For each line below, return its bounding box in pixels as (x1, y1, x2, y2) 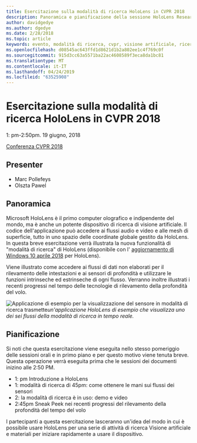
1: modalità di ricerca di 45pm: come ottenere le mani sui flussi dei (14, 381, 175, 388)
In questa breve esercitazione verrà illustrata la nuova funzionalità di (6, 239, 171, 247)
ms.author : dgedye (6, 25, 51, 31)
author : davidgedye (6, 19, 54, 25)
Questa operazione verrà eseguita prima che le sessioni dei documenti (6, 357, 177, 365)
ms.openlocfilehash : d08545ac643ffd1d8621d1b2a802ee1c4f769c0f (6, 47, 164, 53)
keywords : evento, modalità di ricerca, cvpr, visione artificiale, (6, 42, 177, 48)
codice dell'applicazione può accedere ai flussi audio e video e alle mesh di (6, 227, 189, 234)
